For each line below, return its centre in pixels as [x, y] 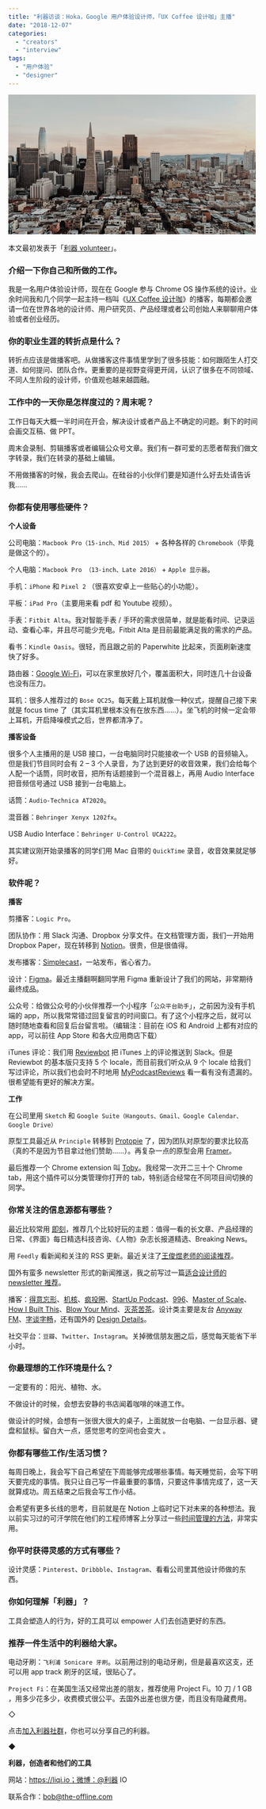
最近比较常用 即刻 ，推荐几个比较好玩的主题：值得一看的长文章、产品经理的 [131, 1229]
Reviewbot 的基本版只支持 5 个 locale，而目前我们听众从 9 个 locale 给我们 [130, 1063]
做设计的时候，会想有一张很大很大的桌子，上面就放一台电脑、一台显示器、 [129, 1420]
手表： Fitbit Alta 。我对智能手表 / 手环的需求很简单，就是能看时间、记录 [128, 620]
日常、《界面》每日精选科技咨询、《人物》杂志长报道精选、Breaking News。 [130, 1238]
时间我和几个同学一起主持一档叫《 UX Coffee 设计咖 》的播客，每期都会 [130, 299]
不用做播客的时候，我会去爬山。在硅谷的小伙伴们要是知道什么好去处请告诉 [129, 475]
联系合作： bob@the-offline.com [61, 1797]
